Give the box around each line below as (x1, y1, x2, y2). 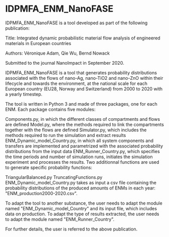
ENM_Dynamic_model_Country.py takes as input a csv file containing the (5, 179, 157, 185)
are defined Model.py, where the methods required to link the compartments (5, 121, 164, 127)
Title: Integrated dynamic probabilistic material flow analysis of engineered (5, 35, 160, 41)
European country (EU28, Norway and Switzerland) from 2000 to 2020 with (5, 85, 163, 91)
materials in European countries (5, 40, 72, 46)
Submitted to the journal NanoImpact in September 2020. (5, 60, 125, 66)
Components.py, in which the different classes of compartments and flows (5, 116, 160, 122)
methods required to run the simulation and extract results (5, 132, 126, 138)
